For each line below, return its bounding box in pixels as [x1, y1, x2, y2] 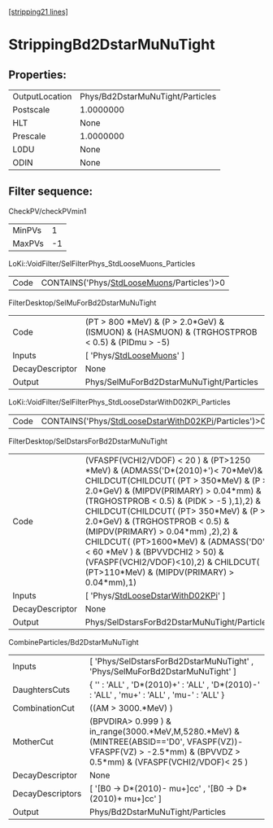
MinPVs [12, 224, 42, 235]
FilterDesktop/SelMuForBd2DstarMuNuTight [8, 297, 157, 308]
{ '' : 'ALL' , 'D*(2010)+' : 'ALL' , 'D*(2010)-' [89, 679, 260, 690]
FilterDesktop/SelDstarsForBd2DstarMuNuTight [8, 436, 168, 446]
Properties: [8, 68, 67, 81]
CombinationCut [12, 702, 75, 713]
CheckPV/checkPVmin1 [8, 206, 87, 216]
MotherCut [12, 736, 54, 747]
